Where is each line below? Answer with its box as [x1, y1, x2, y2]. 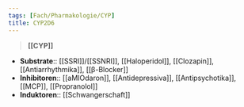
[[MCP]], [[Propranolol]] [19, 81, 98, 91]
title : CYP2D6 [8, 19, 55, 27]
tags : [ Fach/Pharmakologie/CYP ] [8, 11, 115, 20]
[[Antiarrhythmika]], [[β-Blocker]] [19, 64, 129, 74]
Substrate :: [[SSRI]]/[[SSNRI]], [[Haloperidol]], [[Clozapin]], [19, 56, 214, 66]
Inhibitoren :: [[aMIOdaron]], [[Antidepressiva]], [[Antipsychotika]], [19, 73, 236, 82]
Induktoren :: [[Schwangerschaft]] [19, 90, 131, 99]
